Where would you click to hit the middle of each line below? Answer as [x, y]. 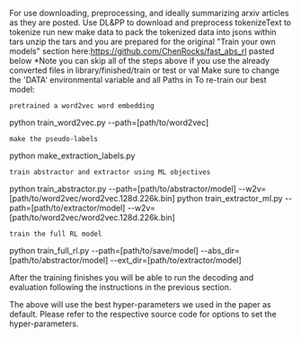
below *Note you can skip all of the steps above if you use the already [140, 61]
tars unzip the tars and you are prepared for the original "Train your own [143, 41]
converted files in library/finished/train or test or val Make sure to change [145, 70]
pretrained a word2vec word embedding [82, 106]
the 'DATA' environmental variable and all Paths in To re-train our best [138, 80]
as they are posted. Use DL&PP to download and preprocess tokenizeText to [150, 22]
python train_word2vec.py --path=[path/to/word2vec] [109, 122]
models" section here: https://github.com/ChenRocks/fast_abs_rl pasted [142, 51]
